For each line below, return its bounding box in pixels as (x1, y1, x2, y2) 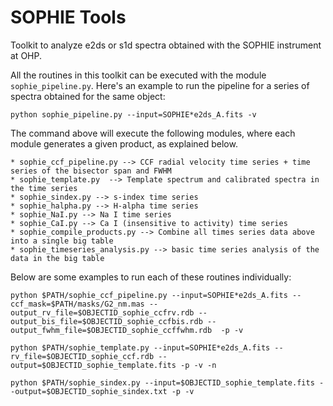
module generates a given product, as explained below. (10, 137, 238, 150)
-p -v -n (180, 360, 217, 370)
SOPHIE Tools (10, 6, 127, 29)
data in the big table (10, 253, 105, 263)
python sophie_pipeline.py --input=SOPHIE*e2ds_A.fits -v (10, 109, 257, 120)
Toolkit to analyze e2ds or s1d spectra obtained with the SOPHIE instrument (10, 39, 322, 51)
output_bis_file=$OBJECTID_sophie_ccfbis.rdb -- (10, 316, 217, 326)
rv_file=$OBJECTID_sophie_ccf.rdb (10, 351, 155, 361)
